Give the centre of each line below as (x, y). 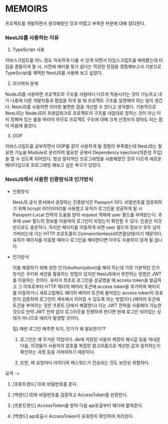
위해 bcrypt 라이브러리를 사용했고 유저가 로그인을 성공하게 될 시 (80, 208)
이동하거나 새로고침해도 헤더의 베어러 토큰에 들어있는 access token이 (86, 293)
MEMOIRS (27, 9)
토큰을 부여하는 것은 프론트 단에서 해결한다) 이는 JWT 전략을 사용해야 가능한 (87, 305)
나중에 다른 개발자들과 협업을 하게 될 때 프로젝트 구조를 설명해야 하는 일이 (82, 101)
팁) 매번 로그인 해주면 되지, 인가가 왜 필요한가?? (59, 328)
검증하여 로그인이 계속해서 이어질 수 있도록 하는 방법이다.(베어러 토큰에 (91, 299)
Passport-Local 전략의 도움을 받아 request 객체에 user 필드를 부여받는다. (85, 215)
